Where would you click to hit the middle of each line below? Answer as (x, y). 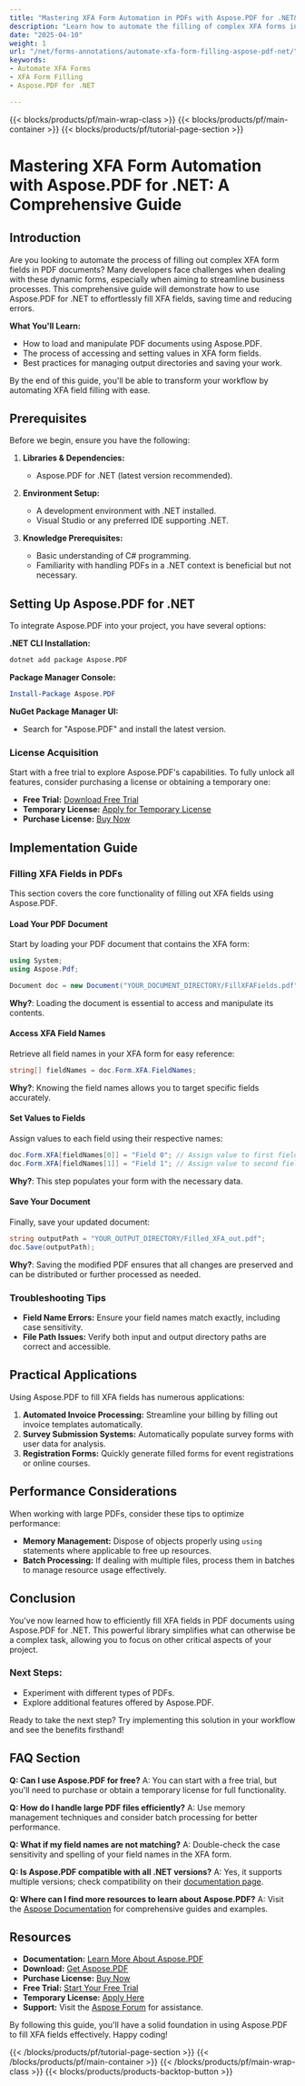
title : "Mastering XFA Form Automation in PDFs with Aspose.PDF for (142, 18)
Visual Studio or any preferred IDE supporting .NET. (133, 520)
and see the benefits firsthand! (67, 1729)
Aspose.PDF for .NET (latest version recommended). (134, 476)
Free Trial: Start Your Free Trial (80, 1988)
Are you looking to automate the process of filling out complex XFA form (144, 259)
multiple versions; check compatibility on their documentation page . (137, 1881)
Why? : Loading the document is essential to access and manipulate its (142, 1003)
